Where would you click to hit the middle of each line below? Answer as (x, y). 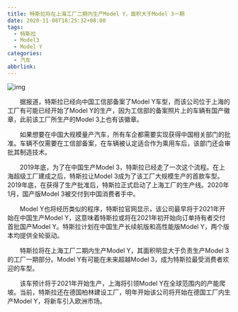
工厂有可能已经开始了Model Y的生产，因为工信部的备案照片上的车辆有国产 (116, 110)
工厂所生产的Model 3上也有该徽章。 (90, 119)
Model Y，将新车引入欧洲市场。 (59, 301)
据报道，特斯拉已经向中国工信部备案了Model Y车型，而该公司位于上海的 (125, 101)
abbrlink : (22, 67)
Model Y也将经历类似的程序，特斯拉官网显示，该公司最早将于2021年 (119, 208)
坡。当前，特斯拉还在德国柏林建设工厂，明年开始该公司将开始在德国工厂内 (116, 292)
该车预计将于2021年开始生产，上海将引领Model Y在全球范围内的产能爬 (123, 283)
